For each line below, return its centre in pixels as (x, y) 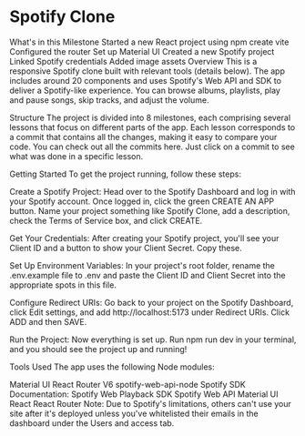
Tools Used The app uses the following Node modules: (112, 367)
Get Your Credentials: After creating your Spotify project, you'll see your (144, 238)
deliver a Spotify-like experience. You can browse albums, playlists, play (145, 90)
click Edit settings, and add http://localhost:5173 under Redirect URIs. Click (149, 312)
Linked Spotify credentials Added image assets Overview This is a (133, 61)
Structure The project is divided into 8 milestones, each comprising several (150, 117)
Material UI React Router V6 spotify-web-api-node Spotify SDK (127, 384)
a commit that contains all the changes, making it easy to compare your (143, 137)
